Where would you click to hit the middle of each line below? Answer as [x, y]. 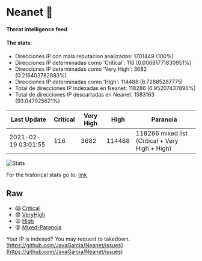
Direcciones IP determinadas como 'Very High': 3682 [81, 69]
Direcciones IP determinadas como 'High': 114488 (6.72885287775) [99, 82]
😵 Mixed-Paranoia [38, 227]
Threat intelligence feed [37, 29]
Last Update [29, 119]
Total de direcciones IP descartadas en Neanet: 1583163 [85, 94]
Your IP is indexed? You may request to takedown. [68, 239]
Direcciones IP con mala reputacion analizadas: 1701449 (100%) [94, 56]
